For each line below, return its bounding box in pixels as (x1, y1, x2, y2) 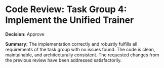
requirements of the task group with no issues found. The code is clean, (5, 46, 155, 52)
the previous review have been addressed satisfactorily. (5, 57, 122, 63)
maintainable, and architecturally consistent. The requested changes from (5, 52, 159, 58)
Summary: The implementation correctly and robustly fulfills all (5, 41, 138, 47)
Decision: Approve (5, 31, 45, 37)
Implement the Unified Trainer (5, 14, 134, 26)
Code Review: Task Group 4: (5, 4, 127, 15)
